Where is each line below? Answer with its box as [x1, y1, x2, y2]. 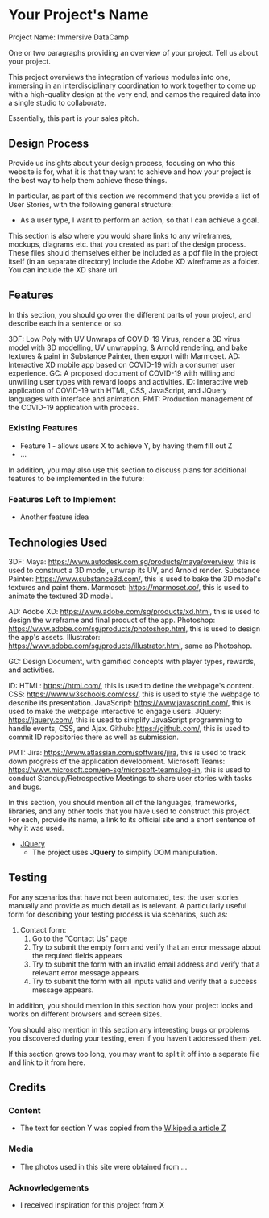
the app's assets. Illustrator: [8, 632, 101, 642]
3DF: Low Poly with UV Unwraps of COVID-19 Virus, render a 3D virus [8, 334, 241, 343]
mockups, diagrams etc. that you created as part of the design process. [8, 239, 246, 249]
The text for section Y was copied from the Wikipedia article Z [19, 1123, 226, 1133]
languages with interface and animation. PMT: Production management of [8, 393, 254, 404]
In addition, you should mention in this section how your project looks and [8, 1000, 254, 1010]
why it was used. [8, 823, 64, 833]
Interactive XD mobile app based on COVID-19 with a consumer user [8, 360, 236, 369]
